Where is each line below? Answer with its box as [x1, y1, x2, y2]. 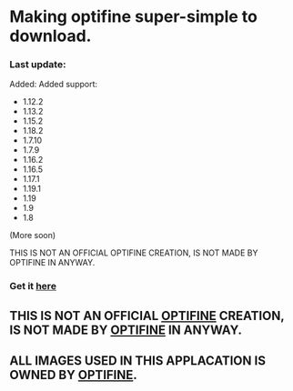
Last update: [9, 58, 66, 71]
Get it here [9, 280, 57, 293]
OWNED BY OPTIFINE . [9, 367, 138, 383]
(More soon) [9, 230, 56, 241]
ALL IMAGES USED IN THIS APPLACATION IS [9, 353, 267, 369]
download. [9, 25, 92, 46]
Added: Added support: [9, 79, 98, 90]
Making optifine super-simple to [9, 6, 258, 27]
